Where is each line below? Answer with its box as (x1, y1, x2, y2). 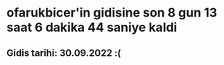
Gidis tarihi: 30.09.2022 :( (6, 47, 121, 59)
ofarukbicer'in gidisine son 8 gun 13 (6, 5, 218, 21)
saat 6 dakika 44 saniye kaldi (6, 19, 178, 35)
